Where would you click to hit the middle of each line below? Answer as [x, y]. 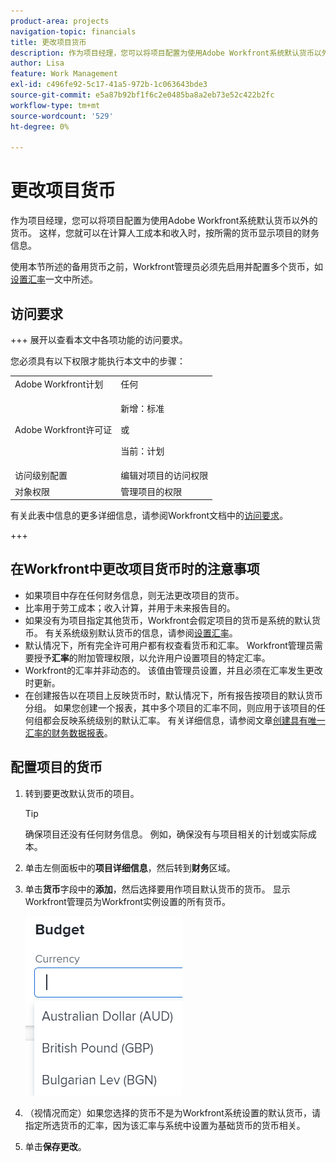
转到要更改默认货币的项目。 [82, 793]
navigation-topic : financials [73, 31]
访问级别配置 [41, 476]
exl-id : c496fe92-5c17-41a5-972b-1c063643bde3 [109, 85]
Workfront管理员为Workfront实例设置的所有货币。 [128, 901]
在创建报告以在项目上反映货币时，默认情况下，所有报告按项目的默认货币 [173, 695]
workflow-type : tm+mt [55, 105]
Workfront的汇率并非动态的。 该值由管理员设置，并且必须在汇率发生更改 [173, 670]
